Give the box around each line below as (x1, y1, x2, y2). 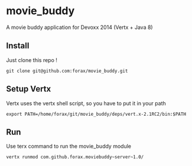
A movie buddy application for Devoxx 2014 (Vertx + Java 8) (6, 24, 153, 31)
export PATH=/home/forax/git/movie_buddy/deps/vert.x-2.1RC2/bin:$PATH (6, 111, 186, 117)
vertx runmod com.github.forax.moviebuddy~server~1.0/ (6, 154, 144, 160)
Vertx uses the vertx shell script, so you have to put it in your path (6, 99, 167, 107)
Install (6, 41, 30, 51)
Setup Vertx (6, 84, 51, 94)
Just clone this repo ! (6, 56, 58, 63)
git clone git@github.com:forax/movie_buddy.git (6, 68, 128, 74)
